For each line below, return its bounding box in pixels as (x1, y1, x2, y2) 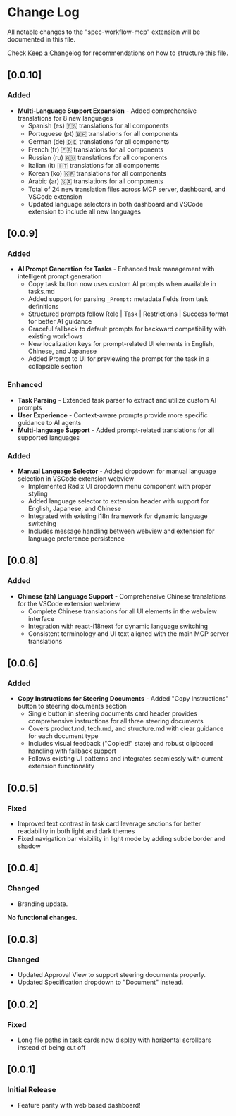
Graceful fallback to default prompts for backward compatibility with (27, 325, 227, 333)
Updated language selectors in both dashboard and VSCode (27, 200, 204, 208)
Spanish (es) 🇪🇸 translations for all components (27, 121, 169, 130)
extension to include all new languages (27, 207, 141, 216)
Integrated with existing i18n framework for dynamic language (27, 512, 208, 520)
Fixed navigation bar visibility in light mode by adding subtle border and (17, 834, 225, 842)
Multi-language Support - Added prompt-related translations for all (17, 426, 215, 434)
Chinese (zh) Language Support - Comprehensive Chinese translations (17, 591, 227, 600)
